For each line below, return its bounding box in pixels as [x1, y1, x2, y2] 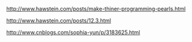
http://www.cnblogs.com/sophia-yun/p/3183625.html [6, 29, 140, 36]
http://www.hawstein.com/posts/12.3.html [6, 17, 112, 24]
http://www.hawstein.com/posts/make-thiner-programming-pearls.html [6, 5, 186, 12]
